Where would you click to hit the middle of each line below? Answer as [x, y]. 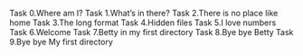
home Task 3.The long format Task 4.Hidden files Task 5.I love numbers [143, 23]
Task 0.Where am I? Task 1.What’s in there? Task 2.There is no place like [144, 13]
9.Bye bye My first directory [61, 42]
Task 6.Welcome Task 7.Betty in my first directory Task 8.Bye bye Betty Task [151, 32]
